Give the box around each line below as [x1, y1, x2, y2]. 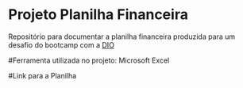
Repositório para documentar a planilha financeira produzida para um [8, 32, 236, 41]
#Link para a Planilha [8, 71, 77, 80]
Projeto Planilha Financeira [8, 6, 189, 24]
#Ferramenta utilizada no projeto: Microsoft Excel [8, 55, 170, 65]
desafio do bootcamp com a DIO [8, 40, 115, 49]
